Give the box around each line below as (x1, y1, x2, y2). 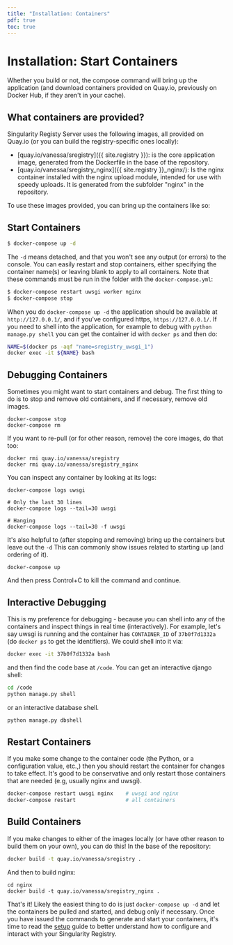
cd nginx (7, 882, 33, 889)
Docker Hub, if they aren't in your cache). (7, 91, 127, 100)
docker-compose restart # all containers (7, 796, 176, 804)
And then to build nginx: (7, 868, 76, 876)
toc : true (7, 23, 36, 30)
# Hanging (7, 517, 36, 524)
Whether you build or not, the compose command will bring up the (7, 76, 198, 84)
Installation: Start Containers (7, 53, 179, 69)
